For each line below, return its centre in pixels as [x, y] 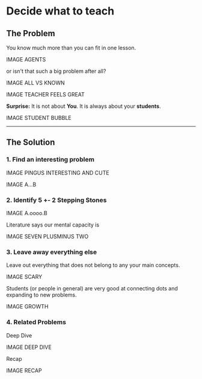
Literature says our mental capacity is [53, 225]
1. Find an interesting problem [50, 160]
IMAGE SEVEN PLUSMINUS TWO [47, 236]
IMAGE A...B [21, 184]
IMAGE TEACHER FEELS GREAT [46, 94]
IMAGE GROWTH [27, 307]
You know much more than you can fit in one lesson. [71, 48]
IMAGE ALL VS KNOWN [35, 83]
